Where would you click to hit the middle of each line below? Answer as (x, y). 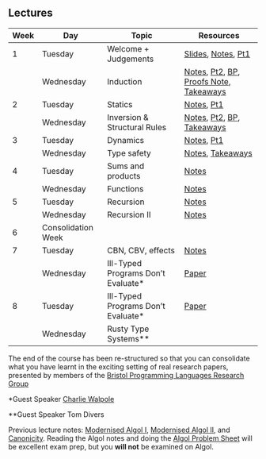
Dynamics (125, 140)
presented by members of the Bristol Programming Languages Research (126, 375)
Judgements (130, 59)
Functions (125, 188)
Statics (120, 104)
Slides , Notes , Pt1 (217, 53)
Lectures (30, 13)
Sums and (125, 166)
